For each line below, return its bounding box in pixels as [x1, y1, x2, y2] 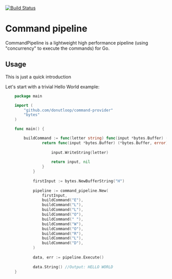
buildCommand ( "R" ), [41, 231, 83, 236]
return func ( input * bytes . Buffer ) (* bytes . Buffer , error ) [41, 140, 168, 146]
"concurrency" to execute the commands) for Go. [5, 45, 110, 51]
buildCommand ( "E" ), [41, 197, 83, 203]
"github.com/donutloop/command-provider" [24, 108, 114, 113]
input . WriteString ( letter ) [51, 150, 109, 155]
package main [14, 93, 42, 98]
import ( [14, 103, 33, 108]
